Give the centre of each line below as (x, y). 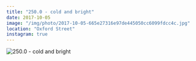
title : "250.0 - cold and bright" (51, 12)
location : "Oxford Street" (41, 29)
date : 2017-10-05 (28, 18)
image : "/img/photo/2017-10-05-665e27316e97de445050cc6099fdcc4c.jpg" (98, 23)
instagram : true (27, 34)
